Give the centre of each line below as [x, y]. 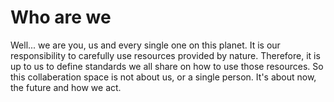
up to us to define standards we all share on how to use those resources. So [167, 66]
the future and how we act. [66, 87]
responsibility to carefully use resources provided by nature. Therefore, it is [165, 55]
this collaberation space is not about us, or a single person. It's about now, [163, 77]
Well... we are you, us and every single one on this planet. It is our [145, 45]
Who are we [61, 17]
